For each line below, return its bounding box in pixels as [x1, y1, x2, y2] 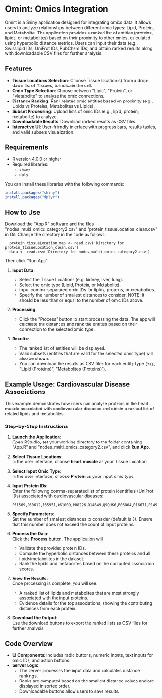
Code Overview [5, 639, 53, 647]
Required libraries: [12, 161, 49, 167]
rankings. [19, 673, 38, 679]
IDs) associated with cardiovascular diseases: [12, 493, 103, 499]
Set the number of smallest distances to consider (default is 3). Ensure [12, 516, 153, 522]
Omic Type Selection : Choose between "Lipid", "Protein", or [12, 87, 133, 93]
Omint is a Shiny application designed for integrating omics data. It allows [5, 19, 151, 25]
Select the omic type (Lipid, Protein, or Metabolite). [19, 282, 121, 288]
